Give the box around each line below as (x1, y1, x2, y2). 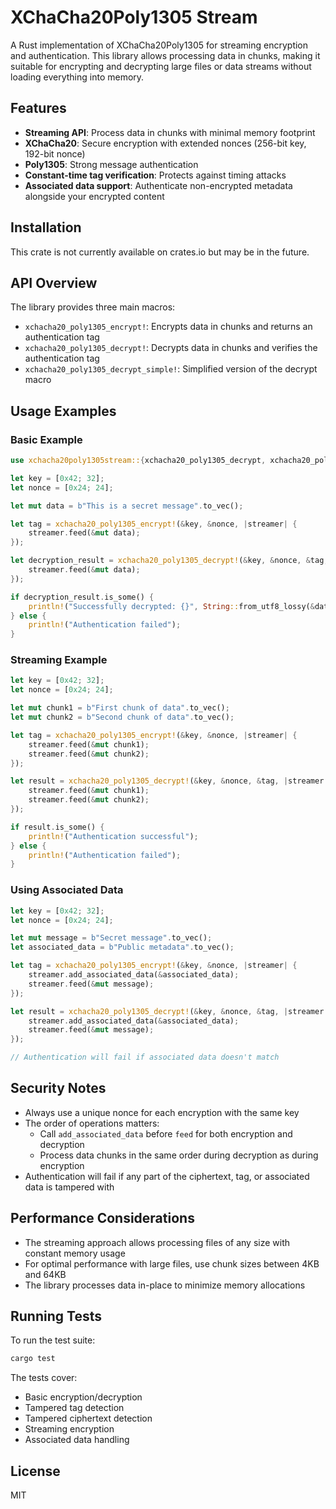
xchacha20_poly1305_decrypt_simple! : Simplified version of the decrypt (24, 363, 318, 375)
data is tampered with (24, 1181, 115, 1193)
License (10, 1462, 61, 1480)
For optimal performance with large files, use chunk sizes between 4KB (24, 1257, 320, 1270)
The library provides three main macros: (10, 301, 176, 313)
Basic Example (10, 432, 83, 446)
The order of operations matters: (24, 1117, 160, 1129)
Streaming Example (10, 653, 108, 667)
